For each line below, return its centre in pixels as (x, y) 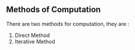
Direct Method (32, 35)
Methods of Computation (54, 10)
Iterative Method (35, 41)
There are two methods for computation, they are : (68, 24)
